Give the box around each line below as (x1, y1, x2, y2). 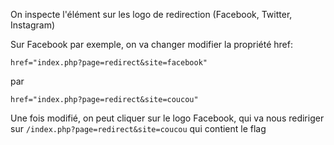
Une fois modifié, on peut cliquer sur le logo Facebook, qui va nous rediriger (10, 112, 325, 124)
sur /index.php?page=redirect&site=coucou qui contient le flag (10, 123, 267, 134)
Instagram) (10, 19, 56, 31)
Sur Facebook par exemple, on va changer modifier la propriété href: (10, 39, 293, 50)
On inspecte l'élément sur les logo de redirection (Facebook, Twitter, (10, 9, 293, 20)
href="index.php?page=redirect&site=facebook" (10, 58, 208, 68)
